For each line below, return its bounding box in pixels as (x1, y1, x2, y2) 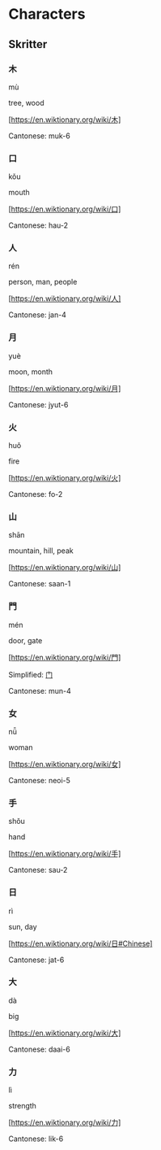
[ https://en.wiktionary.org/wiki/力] (8, 1117, 121, 1127)
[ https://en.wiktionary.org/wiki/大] (8, 1028, 121, 1038)
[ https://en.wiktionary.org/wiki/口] (8, 204, 121, 214)
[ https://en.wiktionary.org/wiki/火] (8, 473, 121, 483)
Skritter (8, 37, 48, 51)
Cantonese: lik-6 (8, 1134, 64, 1143)
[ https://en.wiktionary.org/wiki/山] (8, 563, 121, 573)
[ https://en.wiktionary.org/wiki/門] (8, 652, 121, 662)
